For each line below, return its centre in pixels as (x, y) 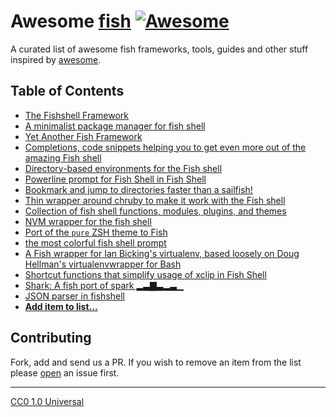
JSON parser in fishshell (75, 296)
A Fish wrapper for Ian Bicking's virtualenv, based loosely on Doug (162, 253)
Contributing (51, 338)
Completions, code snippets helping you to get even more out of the (165, 147)
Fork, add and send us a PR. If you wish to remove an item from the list (156, 362)
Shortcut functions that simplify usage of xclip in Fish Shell (145, 274)
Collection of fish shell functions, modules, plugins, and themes (155, 211)
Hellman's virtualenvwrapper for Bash (103, 264)
